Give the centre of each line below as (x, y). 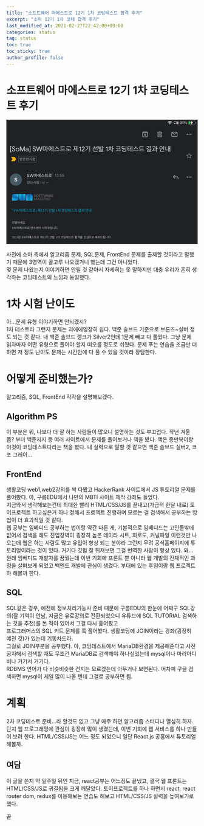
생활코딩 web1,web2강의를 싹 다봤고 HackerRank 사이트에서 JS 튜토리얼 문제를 (101, 490)
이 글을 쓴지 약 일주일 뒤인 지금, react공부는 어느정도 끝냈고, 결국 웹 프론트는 (97, 780)
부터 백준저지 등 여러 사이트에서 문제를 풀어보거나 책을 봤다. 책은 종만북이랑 (104, 439)
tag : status (21, 39)
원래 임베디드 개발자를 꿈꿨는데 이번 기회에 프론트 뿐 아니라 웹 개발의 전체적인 (98, 558)
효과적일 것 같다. (43, 520)
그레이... (22, 455)
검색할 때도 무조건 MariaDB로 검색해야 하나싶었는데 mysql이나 (101, 653)
